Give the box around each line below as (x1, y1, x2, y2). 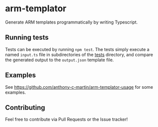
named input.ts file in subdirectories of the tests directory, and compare (5, 51, 154, 57)
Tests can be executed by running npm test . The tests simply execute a (5, 46, 150, 52)
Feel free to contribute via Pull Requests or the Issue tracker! (5, 116, 128, 123)
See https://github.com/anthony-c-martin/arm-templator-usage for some (5, 84, 154, 90)
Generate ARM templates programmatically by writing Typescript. (5, 19, 138, 25)
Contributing (5, 103, 45, 112)
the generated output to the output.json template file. (5, 57, 114, 63)
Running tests (5, 33, 49, 42)
